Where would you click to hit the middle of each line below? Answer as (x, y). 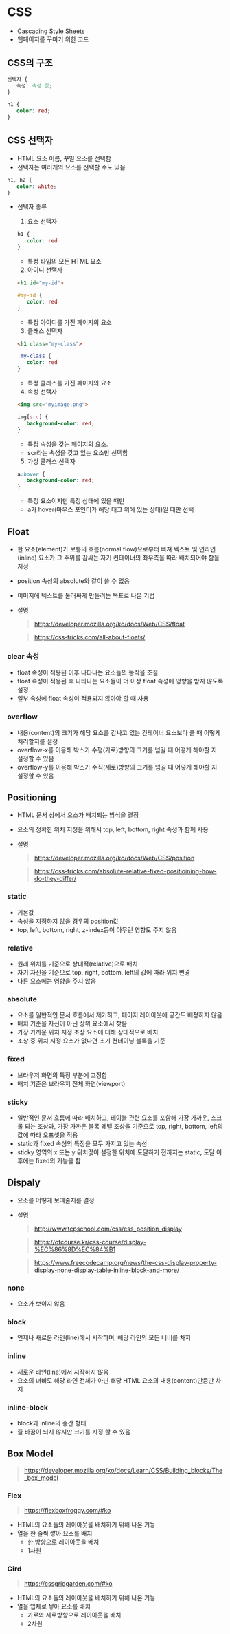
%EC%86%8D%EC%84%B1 (75, 1249)
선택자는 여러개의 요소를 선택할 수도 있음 (71, 167)
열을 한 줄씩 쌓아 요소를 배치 (55, 1533)
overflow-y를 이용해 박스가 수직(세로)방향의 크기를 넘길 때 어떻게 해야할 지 (117, 767)
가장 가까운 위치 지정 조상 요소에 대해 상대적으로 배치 (88, 1032)
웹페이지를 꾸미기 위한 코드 (53, 39)
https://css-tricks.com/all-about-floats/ (90, 637)
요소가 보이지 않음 (41, 1304)
